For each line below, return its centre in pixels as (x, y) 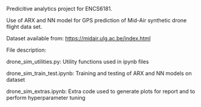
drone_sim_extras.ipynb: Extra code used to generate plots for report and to (101, 91)
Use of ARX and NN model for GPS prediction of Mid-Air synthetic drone (97, 20)
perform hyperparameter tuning (46, 98)
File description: (26, 50)
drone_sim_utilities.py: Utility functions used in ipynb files (78, 62)
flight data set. (24, 27)
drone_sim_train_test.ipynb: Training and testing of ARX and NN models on (99, 73)
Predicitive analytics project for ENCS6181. (59, 9)
